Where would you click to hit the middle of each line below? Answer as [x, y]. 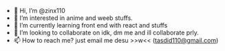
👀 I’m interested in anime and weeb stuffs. [73, 18]
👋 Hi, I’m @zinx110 [39, 11]
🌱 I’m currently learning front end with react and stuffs [90, 25]
